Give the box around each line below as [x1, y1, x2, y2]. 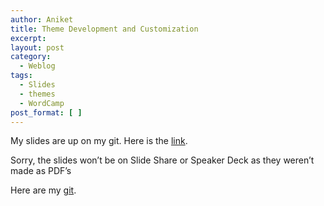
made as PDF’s [10, 165, 72, 177]
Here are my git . [10, 184, 77, 196]
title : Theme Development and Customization [10, 24, 199, 34]
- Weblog [19, 61, 56, 71]
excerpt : [10, 33, 47, 43]
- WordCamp [19, 98, 65, 108]
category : [10, 52, 52, 62]
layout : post [10, 42, 65, 53]
